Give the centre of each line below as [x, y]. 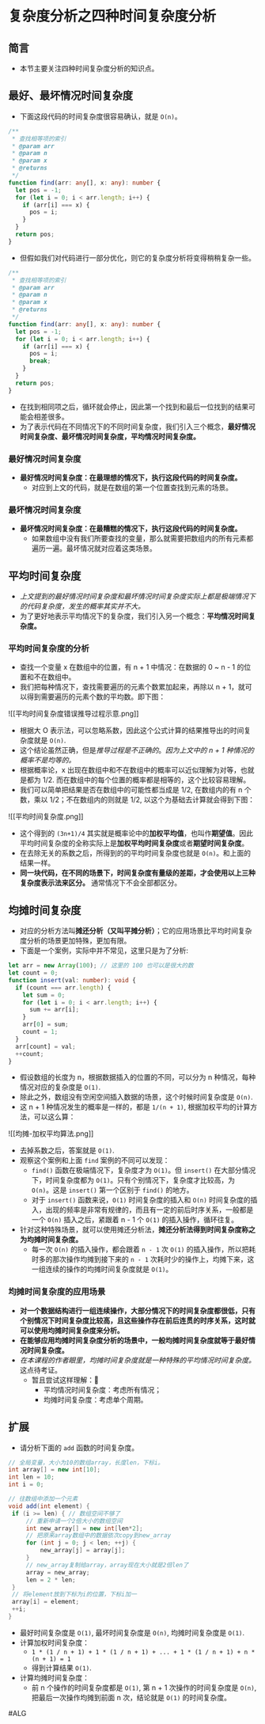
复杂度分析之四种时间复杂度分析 [112, 16]
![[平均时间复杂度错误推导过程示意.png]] [74, 714]
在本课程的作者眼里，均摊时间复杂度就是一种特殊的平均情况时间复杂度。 [137, 1360]
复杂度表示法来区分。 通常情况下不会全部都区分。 [100, 883]
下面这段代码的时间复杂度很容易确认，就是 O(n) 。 [100, 116]
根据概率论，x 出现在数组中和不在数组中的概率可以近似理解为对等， [130, 770]
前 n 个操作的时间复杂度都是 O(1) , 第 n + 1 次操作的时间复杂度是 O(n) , [144, 1688]
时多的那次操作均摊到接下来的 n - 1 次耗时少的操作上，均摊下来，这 [143, 1259]
